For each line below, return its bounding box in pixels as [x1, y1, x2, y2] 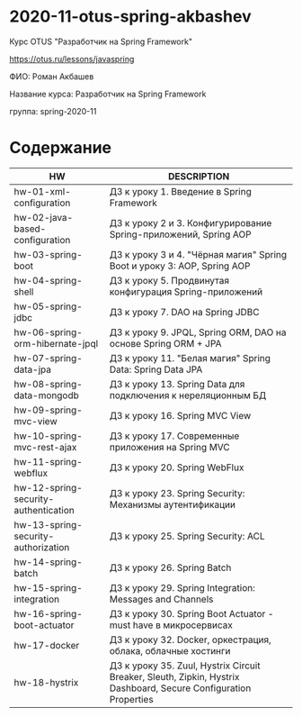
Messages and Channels [109, 593, 214, 605]
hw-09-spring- [13, 404, 83, 416]
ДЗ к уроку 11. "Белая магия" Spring [109, 351, 271, 364]
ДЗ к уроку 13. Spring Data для [109, 377, 245, 390]
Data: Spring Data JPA [109, 363, 203, 376]
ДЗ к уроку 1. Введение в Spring [109, 185, 252, 197]
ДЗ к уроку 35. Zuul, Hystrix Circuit [109, 659, 261, 672]
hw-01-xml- [13, 185, 72, 197]
